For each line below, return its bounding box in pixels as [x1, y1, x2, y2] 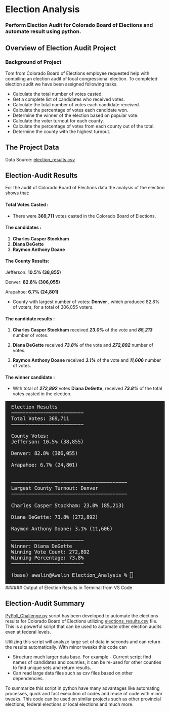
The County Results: [5, 258, 50, 264]
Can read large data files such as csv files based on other [12, 669, 133, 676]
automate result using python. [5, 28, 81, 35]
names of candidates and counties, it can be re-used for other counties [12, 659, 162, 665]
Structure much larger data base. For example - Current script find [12, 654, 151, 660]
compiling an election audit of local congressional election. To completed [5, 75, 158, 81]
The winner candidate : [5, 374, 55, 380]
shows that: [5, 190, 29, 196]
